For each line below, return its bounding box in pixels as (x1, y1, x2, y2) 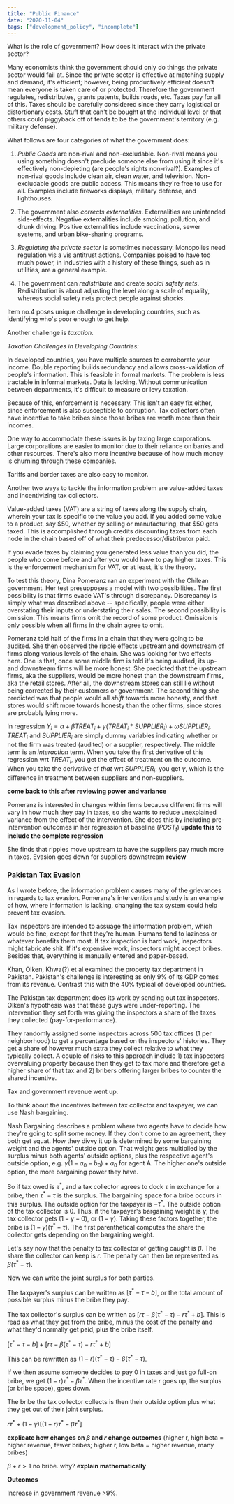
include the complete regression (7, 832, 103, 840)
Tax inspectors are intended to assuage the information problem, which (7, 922, 213, 930)
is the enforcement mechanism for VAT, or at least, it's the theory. (7, 563, 196, 571)
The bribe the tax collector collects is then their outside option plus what (7, 1398, 216, 1406)
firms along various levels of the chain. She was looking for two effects (7, 649, 212, 658)
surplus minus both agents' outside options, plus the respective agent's (7, 1151, 213, 1160)
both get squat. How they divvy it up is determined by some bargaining (7, 1136, 212, 1145)
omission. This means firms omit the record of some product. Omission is (7, 614, 219, 622)
